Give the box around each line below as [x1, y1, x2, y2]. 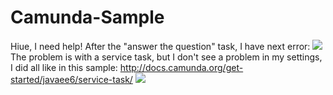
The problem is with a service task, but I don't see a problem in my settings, [10, 51, 323, 63]
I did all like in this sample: [10, 61, 118, 73]
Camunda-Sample [10, 6, 165, 29]
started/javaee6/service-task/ [10, 73, 133, 85]
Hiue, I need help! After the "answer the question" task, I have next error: [10, 40, 311, 52]
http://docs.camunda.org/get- [119, 61, 244, 73]
